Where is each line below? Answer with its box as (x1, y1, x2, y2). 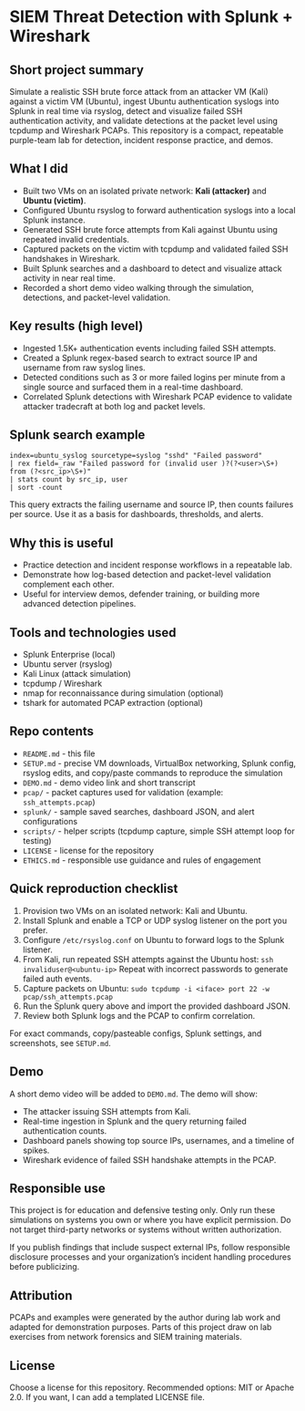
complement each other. (22, 579, 116, 590)
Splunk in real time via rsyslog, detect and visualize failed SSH (9, 106, 243, 116)
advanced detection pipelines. (22, 598, 137, 609)
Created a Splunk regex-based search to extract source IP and (22, 352, 258, 363)
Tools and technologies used (9, 625, 177, 640)
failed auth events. (22, 973, 93, 984)
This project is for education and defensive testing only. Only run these (9, 1205, 276, 1216)
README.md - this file (22, 748, 96, 759)
